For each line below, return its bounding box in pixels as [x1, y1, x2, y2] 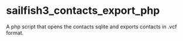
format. [6, 29, 24, 36]
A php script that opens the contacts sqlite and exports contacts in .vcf [6, 23, 177, 30]
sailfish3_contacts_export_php [6, 4, 160, 17]
